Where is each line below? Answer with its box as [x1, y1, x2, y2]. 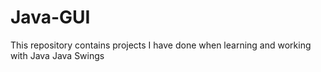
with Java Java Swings [10, 49, 105, 61]
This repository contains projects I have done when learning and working [10, 39, 312, 51]
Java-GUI [10, 6, 91, 29]
